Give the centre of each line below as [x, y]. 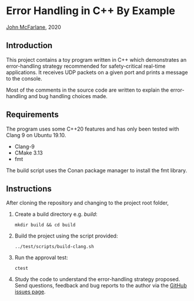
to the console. [24, 78]
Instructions [29, 188]
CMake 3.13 [29, 153]
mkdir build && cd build [45, 225]
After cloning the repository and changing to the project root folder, [88, 203]
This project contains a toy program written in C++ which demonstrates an [96, 59]
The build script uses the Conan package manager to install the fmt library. [97, 170]
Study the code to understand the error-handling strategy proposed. [97, 279]
